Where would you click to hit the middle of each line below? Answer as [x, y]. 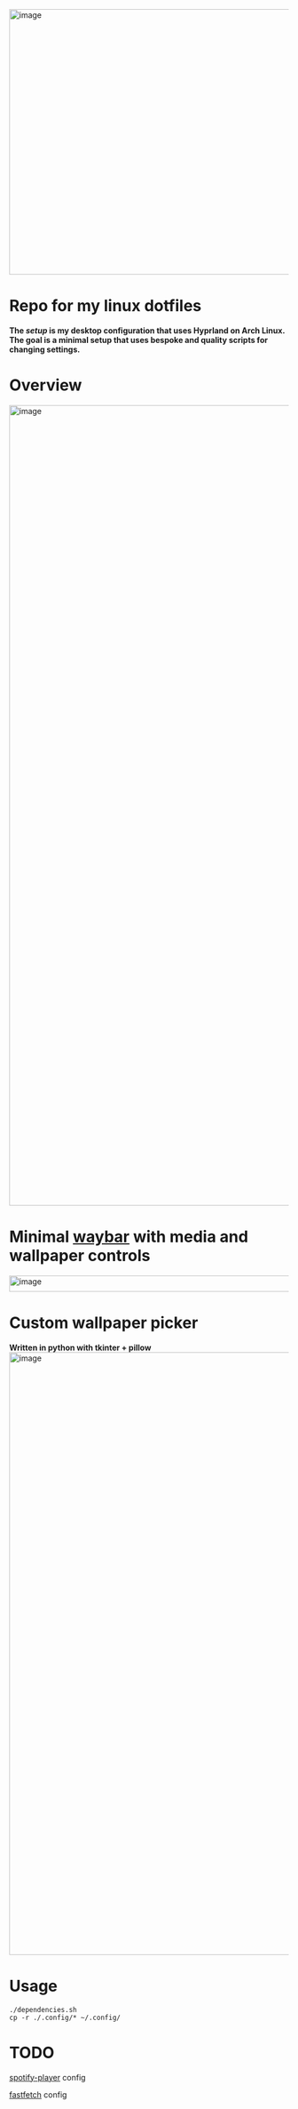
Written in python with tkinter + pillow [80, 1347]
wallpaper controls [80, 1256]
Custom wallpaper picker [104, 1322]
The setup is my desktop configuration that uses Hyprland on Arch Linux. [147, 330]
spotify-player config [47, 2077]
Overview [46, 385]
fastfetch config [38, 2094]
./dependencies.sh [43, 2009]
